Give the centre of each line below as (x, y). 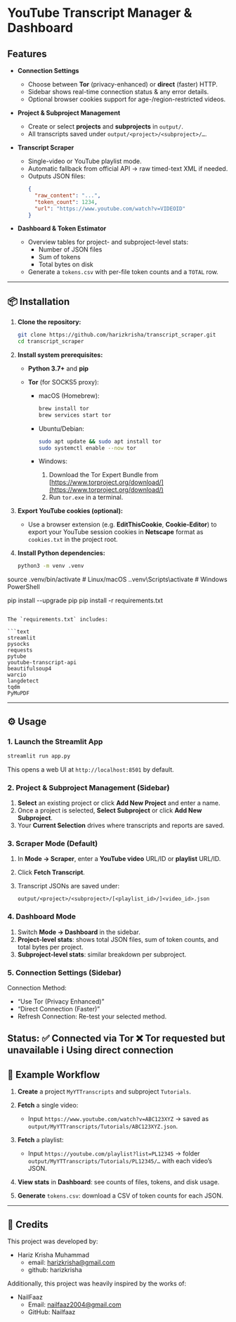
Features (27, 54)
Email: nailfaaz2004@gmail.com (74, 1304)
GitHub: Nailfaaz (52, 1312)
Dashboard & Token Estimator (62, 228)
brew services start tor (75, 415)
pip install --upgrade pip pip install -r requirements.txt (85, 601)
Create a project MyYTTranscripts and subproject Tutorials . (104, 1091)
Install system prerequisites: (60, 355)
